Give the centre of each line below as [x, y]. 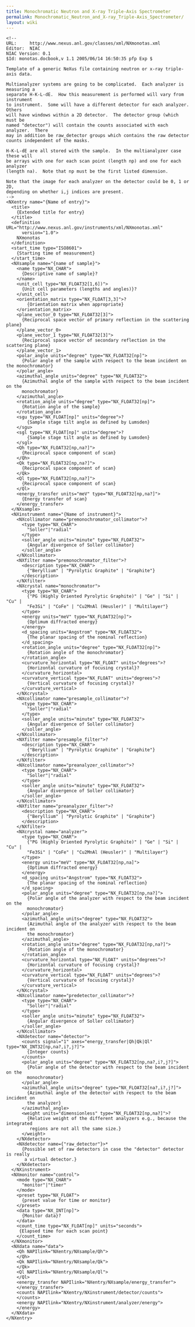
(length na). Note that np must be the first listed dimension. [87, 171]
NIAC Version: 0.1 [28, 54]
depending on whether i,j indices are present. [65, 192]
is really [18, 1154]
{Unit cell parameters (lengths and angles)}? [79, 289]
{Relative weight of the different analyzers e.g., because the [107, 1119]
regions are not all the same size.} [75, 1129]
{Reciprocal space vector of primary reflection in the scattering [105, 320]
